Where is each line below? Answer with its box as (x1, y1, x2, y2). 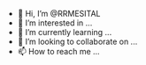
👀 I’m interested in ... (17, 18, 93, 28)
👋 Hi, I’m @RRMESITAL (17, 9, 101, 18)
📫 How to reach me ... (17, 47, 100, 56)
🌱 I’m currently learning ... (17, 27, 112, 37)
